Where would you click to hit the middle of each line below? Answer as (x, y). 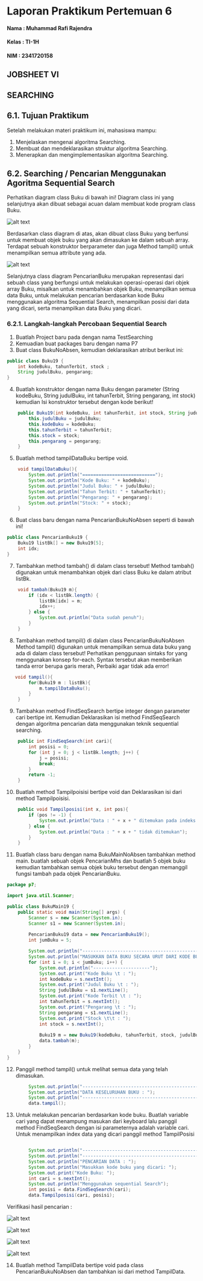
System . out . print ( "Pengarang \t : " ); (88, 1007)
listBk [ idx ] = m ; (61, 601)
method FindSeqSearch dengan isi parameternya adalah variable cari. (102, 1128)
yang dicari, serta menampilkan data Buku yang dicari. (74, 308)
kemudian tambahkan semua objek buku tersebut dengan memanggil (101, 867)
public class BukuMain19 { (41, 907)
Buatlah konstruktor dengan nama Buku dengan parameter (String (97, 389)
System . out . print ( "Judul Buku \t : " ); (89, 985)
